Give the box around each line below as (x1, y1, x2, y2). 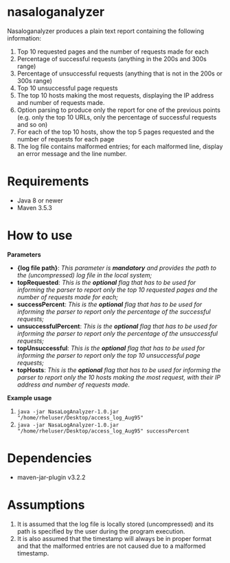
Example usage (7, 393, 52, 402)
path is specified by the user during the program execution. (16, 527, 185, 536)
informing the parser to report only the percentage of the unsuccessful (16, 329, 218, 337)
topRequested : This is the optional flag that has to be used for (16, 278, 196, 286)
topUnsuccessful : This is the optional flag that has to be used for (16, 344, 205, 352)
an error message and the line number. (16, 149, 127, 158)
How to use (7, 228, 73, 244)
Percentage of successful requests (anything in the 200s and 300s (16, 54, 207, 62)
